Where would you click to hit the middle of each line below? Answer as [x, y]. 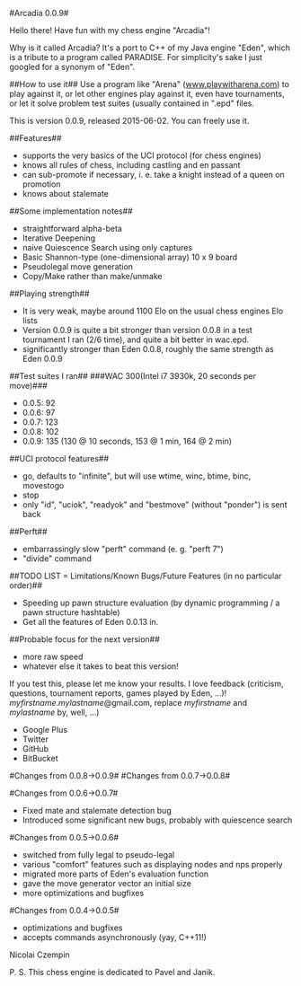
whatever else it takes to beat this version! [101, 666]
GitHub [35, 748]
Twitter [35, 739]
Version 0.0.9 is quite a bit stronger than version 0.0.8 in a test [137, 330]
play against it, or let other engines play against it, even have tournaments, [147, 94]
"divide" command [57, 559]
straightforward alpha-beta [72, 229]
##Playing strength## [49, 294]
